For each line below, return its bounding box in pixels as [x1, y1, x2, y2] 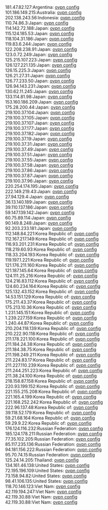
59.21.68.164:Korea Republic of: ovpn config [5, 415, 95, 421]
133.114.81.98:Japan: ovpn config [5, 94, 73, 100]
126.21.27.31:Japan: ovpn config [5, 73, 70, 78]
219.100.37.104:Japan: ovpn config [5, 110, 75, 115]
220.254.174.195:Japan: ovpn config [5, 183, 78, 189]
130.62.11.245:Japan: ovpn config [5, 89, 73, 94]
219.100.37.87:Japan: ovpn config [5, 173, 73, 178]
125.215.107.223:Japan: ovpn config [5, 57, 78, 62]
